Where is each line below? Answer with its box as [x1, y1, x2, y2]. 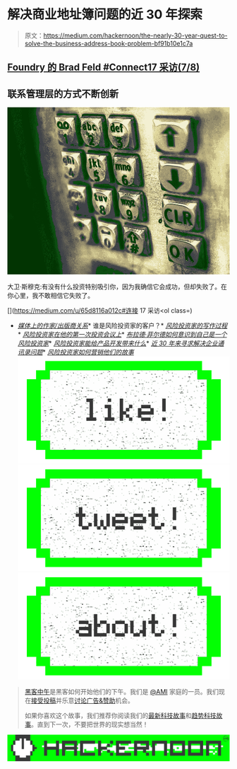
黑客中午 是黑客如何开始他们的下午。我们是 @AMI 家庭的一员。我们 [24, 687, 219, 695]
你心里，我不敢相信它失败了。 [7, 291, 94, 300]
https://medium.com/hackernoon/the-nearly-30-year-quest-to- [43, 31, 228, 40]
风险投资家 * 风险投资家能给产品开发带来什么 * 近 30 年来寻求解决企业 [17, 339, 219, 347]
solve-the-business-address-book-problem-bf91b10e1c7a [24, 39, 193, 47]
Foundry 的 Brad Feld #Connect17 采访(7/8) [7, 62, 200, 74]
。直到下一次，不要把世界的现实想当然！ [30, 719, 149, 729]
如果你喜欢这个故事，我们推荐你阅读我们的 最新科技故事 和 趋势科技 [24, 711, 217, 719]
